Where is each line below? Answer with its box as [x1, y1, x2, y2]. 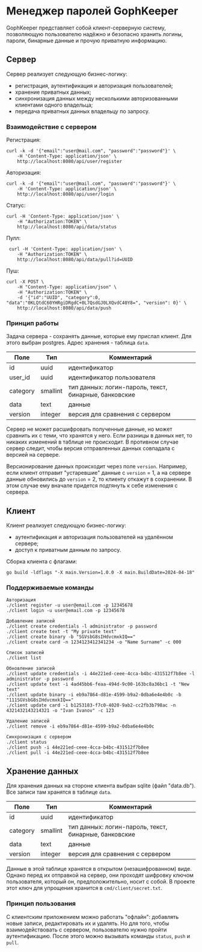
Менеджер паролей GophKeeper [6, 4, 179, 18]
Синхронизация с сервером [6, 734, 71, 740]
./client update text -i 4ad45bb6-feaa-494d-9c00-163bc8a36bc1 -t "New [6, 681, 189, 687]
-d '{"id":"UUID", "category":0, [17, 295, 101, 301]
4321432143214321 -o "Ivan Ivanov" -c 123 [6, 708, 114, 714]
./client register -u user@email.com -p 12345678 [6, 602, 133, 608]
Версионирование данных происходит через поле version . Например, [6, 463, 188, 470]
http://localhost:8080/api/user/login [17, 191, 114, 197]
